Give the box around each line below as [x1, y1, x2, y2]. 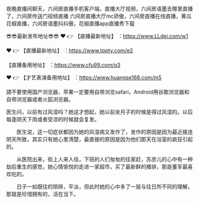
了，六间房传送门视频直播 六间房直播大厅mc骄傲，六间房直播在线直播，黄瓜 [6, 12, 192, 20]
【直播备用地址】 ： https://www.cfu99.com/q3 [6, 62, 121, 68]
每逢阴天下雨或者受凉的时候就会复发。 [6, 116, 99, 123]
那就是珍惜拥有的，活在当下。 [6, 191, 79, 197]
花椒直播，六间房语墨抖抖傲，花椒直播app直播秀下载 [6, 20, 135, 27]
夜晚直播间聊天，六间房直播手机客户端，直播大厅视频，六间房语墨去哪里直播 [6, 5, 193, 12]
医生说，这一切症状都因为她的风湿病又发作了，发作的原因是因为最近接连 [16, 128, 193, 135]
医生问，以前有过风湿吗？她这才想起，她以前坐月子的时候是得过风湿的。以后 [6, 108, 193, 115]
